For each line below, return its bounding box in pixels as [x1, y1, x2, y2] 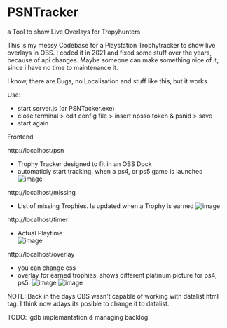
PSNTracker [7, 4, 79, 20]
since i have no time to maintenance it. [7, 63, 118, 71]
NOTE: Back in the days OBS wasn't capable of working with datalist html [7, 292, 219, 300]
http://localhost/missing [7, 188, 76, 196]
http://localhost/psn [7, 146, 64, 154]
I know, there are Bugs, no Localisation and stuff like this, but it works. [7, 76, 209, 85]
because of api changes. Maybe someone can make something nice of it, [7, 55, 219, 64]
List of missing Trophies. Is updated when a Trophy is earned [17, 201, 194, 210]
